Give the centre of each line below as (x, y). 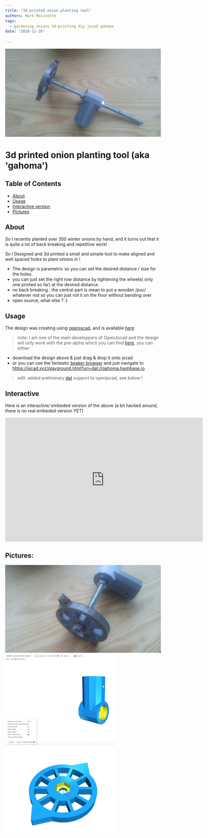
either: (24, 348)
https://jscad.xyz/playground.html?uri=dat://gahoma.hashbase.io (78, 368)
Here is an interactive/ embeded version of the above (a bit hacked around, (82, 405)
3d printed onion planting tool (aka (77, 155)
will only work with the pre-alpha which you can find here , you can (85, 343)
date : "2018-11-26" (25, 32)
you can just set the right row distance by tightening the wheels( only (83, 279)
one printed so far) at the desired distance (55, 285)
